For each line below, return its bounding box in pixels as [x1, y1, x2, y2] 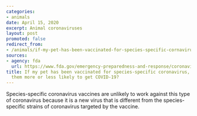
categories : [6, 8, 35, 15]
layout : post [6, 31, 38, 37]
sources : [6, 52, 28, 58]
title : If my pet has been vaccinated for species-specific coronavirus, [6, 69, 191, 75]
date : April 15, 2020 [6, 19, 59, 25]
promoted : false [6, 36, 46, 42]
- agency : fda [6, 58, 41, 64]
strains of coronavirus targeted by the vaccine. [26, 103, 140, 110]
